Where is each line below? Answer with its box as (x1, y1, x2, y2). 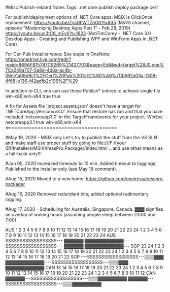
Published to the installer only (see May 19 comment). (5, 166, 118, 172)
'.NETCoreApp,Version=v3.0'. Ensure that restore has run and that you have (5, 109, 163, 114)
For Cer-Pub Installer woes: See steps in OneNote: (5, 51, 111, 57)
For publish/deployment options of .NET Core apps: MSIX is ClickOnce (5, 14, 153, 20)
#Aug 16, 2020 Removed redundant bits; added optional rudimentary (5, 191, 149, 197)
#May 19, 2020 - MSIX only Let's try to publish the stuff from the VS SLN (5, 135, 157, 140)
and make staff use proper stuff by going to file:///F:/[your (5, 140, 126, 146)
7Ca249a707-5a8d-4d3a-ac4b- (5, 67, 73, 73)
